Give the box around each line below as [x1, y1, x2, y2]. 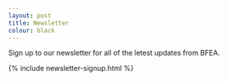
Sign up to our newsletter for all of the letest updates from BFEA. [8, 48, 221, 58]
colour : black [8, 26, 56, 34]
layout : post [8, 11, 52, 20]
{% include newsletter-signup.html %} [8, 64, 134, 73]
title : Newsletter [8, 19, 69, 27]
